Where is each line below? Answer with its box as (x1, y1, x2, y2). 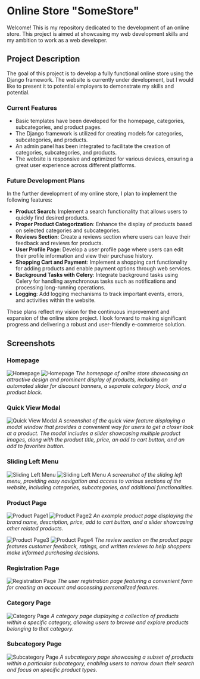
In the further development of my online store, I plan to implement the (7, 190, 177, 197)
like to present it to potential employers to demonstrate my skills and (7, 82, 174, 89)
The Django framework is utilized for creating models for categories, (15, 130, 183, 137)
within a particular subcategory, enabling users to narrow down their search (7, 659, 195, 666)
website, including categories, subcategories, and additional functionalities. (7, 483, 193, 490)
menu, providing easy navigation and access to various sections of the (7, 477, 182, 484)
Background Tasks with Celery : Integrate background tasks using (15, 271, 178, 279)
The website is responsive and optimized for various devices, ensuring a (15, 155, 193, 162)
